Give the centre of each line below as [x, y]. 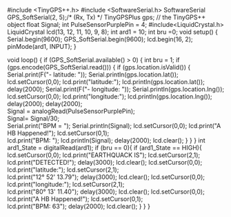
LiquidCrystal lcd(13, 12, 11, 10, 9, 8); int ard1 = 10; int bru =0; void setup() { [113, 32]
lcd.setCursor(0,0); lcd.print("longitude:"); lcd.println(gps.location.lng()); [110, 96]
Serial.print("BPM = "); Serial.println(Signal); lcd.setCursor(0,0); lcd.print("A [114, 126]
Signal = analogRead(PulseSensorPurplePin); [71, 111]
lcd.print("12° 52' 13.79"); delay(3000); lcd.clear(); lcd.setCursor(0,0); [106, 177]
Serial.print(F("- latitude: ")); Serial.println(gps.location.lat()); [93, 74]
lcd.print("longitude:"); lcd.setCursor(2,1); [66, 184]
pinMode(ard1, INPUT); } [42, 46]
